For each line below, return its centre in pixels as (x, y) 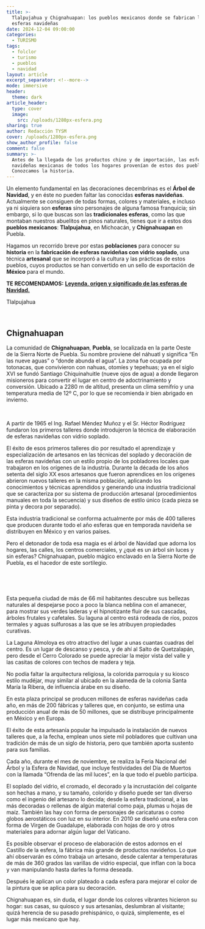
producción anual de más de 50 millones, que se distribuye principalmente (100, 711)
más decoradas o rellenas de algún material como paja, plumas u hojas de (99, 806)
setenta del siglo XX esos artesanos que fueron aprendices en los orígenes (101, 474)
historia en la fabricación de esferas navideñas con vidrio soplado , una (98, 252)
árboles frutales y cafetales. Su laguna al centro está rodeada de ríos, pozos (102, 617)
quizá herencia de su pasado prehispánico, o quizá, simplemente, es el (95, 912)
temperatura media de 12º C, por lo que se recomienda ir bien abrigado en (100, 393)
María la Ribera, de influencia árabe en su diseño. (69, 687)
